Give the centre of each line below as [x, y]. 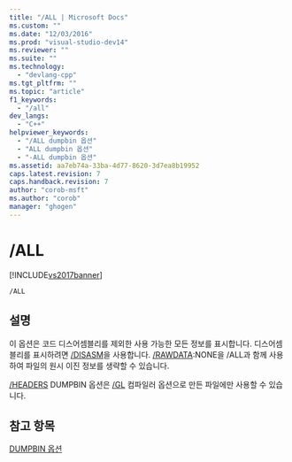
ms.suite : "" [33, 58]
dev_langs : [29, 116]
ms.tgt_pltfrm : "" [43, 83]
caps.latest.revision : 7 [55, 173]
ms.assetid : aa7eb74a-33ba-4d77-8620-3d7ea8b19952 [104, 166]
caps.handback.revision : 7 [59, 182]
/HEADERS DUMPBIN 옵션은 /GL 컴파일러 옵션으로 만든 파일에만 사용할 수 [138, 384]
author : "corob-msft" [49, 190]
